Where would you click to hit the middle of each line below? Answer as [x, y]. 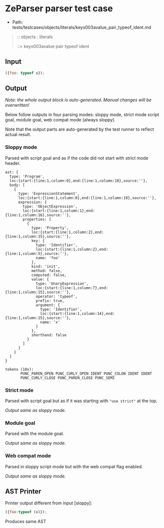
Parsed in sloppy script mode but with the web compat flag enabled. [74, 466]
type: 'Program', [27, 176]
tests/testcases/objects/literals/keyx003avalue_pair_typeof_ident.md [82, 27]
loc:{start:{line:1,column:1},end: [59, 211]
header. [13, 163]
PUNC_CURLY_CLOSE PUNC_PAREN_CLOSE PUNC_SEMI [68, 378]
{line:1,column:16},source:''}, [38, 215]
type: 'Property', [50, 228]
